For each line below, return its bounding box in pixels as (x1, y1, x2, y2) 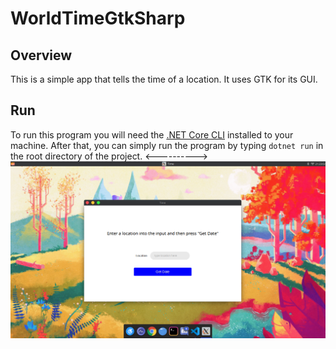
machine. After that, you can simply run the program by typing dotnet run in (10, 139, 324, 151)
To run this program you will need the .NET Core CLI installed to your (10, 128, 294, 141)
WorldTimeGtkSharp (10, 7, 186, 30)
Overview (10, 47, 73, 64)
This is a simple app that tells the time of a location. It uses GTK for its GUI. (10, 73, 318, 85)
